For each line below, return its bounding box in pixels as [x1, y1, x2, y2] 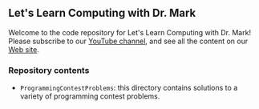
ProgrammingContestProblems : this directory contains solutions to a [19, 83, 238, 93]
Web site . [8, 44, 40, 54]
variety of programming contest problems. [19, 91, 160, 101]
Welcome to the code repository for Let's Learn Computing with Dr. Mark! [8, 27, 251, 37]
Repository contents [8, 64, 90, 75]
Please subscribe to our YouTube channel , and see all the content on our [8, 36, 249, 46]
